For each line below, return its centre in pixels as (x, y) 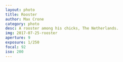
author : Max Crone (25, 19)
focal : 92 (16, 47)
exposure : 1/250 (22, 42)
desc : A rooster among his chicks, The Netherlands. (62, 28)
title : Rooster (21, 14)
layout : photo (20, 10)
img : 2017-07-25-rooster (31, 33)
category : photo (22, 24)
